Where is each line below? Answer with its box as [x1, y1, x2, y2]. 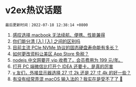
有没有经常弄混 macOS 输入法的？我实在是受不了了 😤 [12, 76, 123, 82]
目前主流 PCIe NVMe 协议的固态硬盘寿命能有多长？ [12, 44, 119, 50]
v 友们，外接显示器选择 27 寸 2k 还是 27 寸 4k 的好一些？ [12, 69, 131, 75]
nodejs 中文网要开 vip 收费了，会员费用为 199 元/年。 [12, 57, 123, 63]
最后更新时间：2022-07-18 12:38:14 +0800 [5, 22, 88, 28]
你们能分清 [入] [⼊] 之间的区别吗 [12, 38, 81, 44]
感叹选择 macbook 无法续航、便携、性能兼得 [12, 32, 105, 38]
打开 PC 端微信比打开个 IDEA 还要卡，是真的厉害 [12, 63, 113, 69]
